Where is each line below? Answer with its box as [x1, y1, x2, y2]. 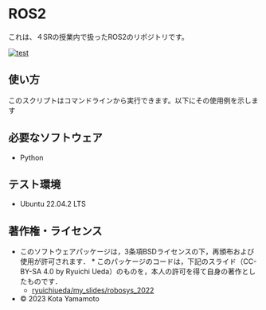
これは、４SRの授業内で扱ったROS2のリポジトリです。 [8, 32, 189, 41]
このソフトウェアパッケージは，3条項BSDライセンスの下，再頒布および [19, 247, 255, 257]
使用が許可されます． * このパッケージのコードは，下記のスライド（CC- [19, 257, 257, 266]
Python [19, 153, 44, 162]
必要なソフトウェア [8, 131, 103, 145]
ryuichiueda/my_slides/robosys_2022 [31, 285, 155, 295]
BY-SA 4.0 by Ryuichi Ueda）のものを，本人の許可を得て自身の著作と [19, 267, 249, 277]
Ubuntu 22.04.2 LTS [19, 200, 86, 209]
